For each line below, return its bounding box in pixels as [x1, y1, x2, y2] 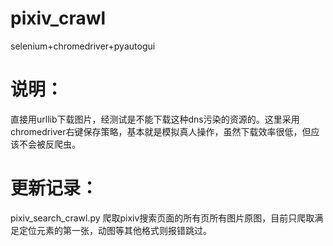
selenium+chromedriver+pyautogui [10, 40, 156, 52]
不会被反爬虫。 [18, 138, 81, 150]
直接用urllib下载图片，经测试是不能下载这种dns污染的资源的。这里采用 [10, 113, 300, 125]
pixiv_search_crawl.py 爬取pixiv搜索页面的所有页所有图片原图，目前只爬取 [10, 212, 315, 224]
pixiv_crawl [10, 7, 107, 30]
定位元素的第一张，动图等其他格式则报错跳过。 [18, 224, 212, 236]
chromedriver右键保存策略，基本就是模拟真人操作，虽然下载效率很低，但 [10, 125, 312, 137]
